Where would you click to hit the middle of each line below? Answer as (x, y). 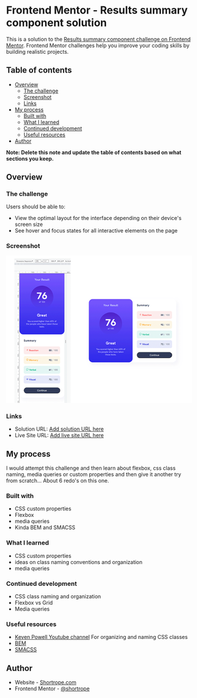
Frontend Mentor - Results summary (97, 10)
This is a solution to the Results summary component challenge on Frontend (98, 39)
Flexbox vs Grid (34, 602)
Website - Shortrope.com (45, 683)
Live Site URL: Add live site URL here (59, 435)
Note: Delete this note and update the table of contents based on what (94, 152)
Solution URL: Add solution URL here (59, 429)
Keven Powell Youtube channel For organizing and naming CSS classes (101, 637)
